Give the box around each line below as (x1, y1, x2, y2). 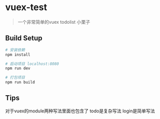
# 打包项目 (5, 75, 25, 80)
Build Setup (5, 34, 43, 43)
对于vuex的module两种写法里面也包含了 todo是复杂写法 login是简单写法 (5, 108, 155, 114)
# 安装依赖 (5, 47, 25, 52)
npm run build (5, 80, 35, 85)
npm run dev (5, 66, 30, 71)
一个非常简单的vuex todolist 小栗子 (17, 19, 90, 25)
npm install (5, 52, 30, 57)
